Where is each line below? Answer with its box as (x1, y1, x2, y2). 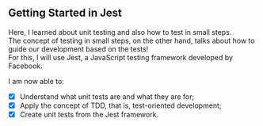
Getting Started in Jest (8, 6, 123, 20)
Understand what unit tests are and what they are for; (19, 91, 195, 101)
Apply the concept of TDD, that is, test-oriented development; (19, 101, 222, 110)
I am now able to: (8, 76, 65, 86)
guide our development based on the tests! (8, 44, 149, 54)
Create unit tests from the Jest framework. (19, 109, 159, 119)
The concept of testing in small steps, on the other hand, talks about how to (8, 36, 255, 45)
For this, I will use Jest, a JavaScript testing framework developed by (8, 52, 234, 62)
